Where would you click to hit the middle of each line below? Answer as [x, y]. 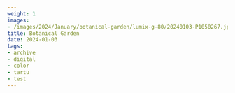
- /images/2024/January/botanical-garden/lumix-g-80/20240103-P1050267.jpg [120, 27]
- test [17, 79]
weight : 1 [22, 14]
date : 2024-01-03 [33, 40]
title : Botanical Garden [43, 33]
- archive [22, 53]
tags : [15, 46]
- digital [22, 59]
